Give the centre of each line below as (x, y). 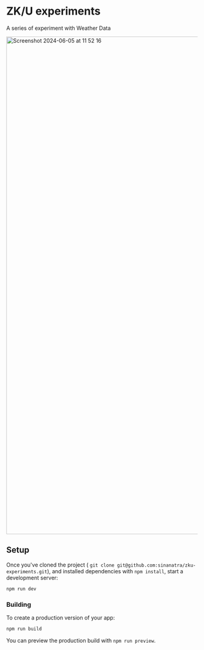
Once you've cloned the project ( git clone (60, 565)
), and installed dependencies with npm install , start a (115, 571)
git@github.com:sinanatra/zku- (156, 565)
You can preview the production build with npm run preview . (81, 640)
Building (19, 604)
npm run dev (21, 589)
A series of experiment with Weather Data (59, 28)
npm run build (24, 629)
